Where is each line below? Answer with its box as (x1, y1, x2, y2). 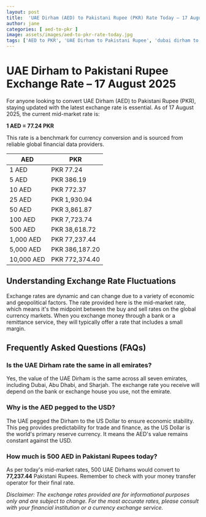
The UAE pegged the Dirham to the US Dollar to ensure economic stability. (6, 417, 194, 424)
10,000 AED (9, 255, 45, 264)
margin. (6, 324, 26, 332)
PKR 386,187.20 (51, 245, 100, 253)
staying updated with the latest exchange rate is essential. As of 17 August (6, 104, 194, 111)
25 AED (9, 195, 32, 204)
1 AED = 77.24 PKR (6, 122, 54, 129)
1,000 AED (9, 235, 42, 243)
